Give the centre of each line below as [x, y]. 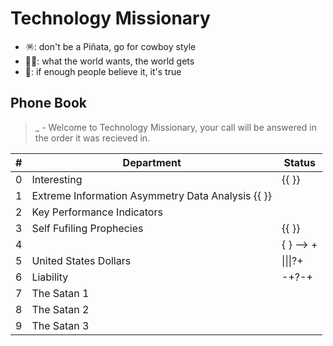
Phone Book [48, 103]
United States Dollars [81, 260]
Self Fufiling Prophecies [87, 228]
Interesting [57, 179]
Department [152, 162]
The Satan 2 [60, 309]
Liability [50, 277]
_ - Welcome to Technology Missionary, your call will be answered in [176, 127]
